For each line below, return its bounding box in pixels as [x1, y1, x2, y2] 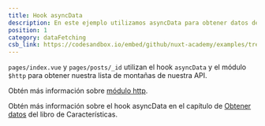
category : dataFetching [8, 33, 87, 42]
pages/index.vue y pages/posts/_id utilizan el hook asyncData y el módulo [8, 62, 247, 72]
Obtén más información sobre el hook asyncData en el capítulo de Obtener [8, 102, 252, 111]
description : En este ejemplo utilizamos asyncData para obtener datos [8, 19, 248, 27]
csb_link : [8, 41, 41, 49]
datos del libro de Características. [8, 109, 118, 119]
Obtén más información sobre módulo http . [8, 86, 148, 95]
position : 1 [8, 26, 47, 34]
